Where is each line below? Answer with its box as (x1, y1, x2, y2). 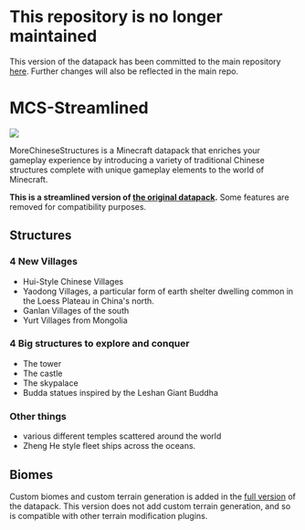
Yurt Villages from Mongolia (22, 315, 128, 326)
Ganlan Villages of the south (22, 305, 130, 316)
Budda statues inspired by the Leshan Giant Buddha (22, 387, 219, 398)
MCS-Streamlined (9, 98, 149, 119)
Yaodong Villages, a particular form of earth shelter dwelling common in (22, 286, 294, 296)
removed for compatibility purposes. (9, 201, 147, 212)
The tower (22, 358, 62, 369)
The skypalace (22, 377, 79, 389)
